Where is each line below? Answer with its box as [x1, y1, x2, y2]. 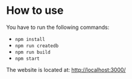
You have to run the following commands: [6, 24, 110, 31]
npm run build [14, 49, 51, 55]
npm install [14, 36, 45, 42]
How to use [6, 4, 64, 17]
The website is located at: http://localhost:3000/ [6, 66, 126, 73]
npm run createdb [14, 43, 59, 49]
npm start [14, 55, 40, 62]
